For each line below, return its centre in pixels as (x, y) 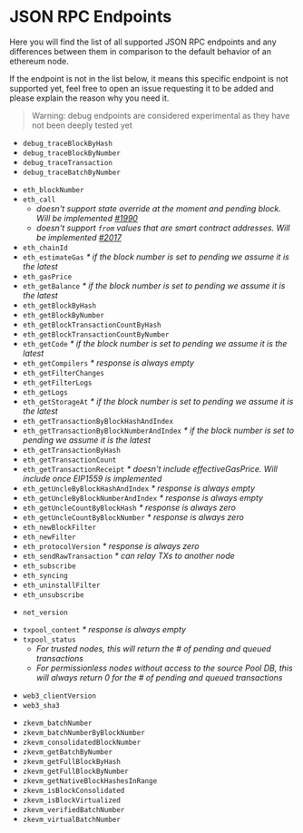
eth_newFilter (49, 537)
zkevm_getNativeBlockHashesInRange (90, 781)
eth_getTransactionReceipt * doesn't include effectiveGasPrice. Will (150, 468)
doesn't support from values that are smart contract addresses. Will (163, 228)
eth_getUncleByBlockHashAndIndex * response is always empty (139, 488)
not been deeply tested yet (82, 125)
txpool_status (49, 640)
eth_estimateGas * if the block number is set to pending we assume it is (156, 257)
